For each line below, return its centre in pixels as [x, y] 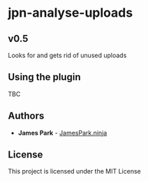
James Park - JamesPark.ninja [62, 132]
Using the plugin [44, 77]
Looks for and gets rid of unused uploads [67, 55]
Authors [26, 116]
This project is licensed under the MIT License [75, 172]
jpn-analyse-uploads [71, 13]
